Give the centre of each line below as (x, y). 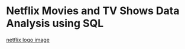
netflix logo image (28, 40)
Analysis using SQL (55, 23)
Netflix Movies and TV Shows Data (93, 11)
